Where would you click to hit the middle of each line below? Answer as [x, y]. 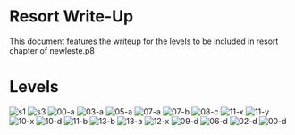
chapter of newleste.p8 [52, 50]
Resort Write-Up [72, 17]
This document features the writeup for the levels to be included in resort [144, 41]
